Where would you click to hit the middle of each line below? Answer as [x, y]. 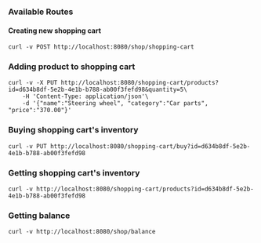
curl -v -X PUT [33, 83]
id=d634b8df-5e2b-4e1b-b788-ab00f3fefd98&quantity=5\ [98, 90]
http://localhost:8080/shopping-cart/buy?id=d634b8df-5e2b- [150, 146]
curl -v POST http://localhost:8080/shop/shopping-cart [101, 47]
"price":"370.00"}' [40, 111]
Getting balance [39, 216]
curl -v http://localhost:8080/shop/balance [82, 232]
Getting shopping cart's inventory [74, 172]
